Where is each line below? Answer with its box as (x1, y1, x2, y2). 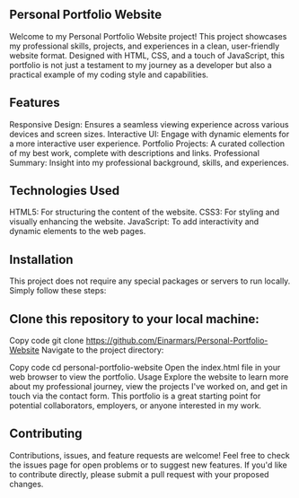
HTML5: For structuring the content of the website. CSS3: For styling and (9, 206, 280, 218)
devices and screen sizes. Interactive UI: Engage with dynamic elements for (9, 128, 290, 139)
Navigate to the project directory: (41, 345, 164, 355)
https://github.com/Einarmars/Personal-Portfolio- (85, 336, 268, 346)
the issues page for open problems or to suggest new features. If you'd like (9, 459, 287, 470)
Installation (9, 251, 74, 267)
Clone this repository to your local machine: (9, 311, 260, 327)
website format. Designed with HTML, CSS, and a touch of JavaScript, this (9, 49, 286, 61)
